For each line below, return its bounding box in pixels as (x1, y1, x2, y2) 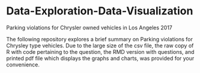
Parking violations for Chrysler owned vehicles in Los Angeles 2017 (6, 24, 173, 31)
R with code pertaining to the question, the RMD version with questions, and (6, 48, 195, 55)
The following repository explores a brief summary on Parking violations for (6, 35, 193, 42)
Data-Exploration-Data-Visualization (6, 4, 193, 18)
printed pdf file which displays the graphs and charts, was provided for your (6, 54, 195, 62)
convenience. (6, 61, 40, 68)
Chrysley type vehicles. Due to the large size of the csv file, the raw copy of (6, 42, 194, 49)
